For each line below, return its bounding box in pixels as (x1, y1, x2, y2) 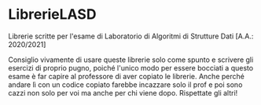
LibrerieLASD (8, 5, 97, 24)
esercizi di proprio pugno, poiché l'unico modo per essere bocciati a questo (8, 63, 254, 72)
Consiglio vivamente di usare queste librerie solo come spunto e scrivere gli (8, 55, 254, 64)
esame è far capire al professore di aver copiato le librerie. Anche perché (8, 71, 245, 81)
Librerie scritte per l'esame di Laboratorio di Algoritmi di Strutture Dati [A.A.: (8, 31, 254, 41)
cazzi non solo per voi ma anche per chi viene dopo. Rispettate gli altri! (8, 88, 238, 97)
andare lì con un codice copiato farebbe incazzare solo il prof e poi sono (8, 80, 243, 89)
